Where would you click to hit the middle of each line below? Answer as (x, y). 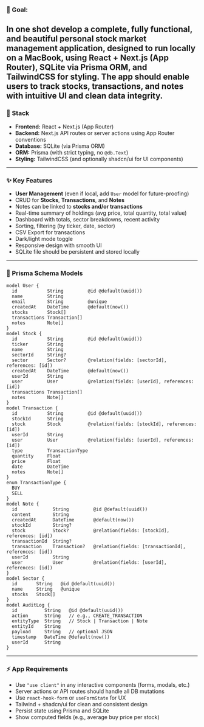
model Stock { (24, 334)
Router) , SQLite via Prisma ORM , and (77, 67)
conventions (31, 139)
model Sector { (25, 579)
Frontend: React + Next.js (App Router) (64, 127)
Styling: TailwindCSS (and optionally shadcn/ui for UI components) (99, 159)
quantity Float (36, 456)
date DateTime (40, 467)
